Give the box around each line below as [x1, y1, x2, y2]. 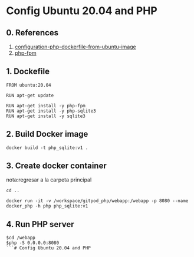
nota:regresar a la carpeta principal [6, 176, 92, 183]
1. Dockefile [6, 67, 50, 77]
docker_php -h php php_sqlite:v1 [6, 203, 88, 209]
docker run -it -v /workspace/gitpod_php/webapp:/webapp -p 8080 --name [6, 198, 189, 204]
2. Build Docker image [6, 129, 88, 139]
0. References [6, 28, 59, 38]
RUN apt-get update [6, 93, 54, 98]
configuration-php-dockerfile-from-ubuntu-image [14, 43, 137, 50]
